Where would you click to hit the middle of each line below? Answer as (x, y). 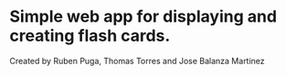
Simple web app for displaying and (143, 17)
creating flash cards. (90, 36)
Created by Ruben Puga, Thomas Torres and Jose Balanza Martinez (137, 61)
